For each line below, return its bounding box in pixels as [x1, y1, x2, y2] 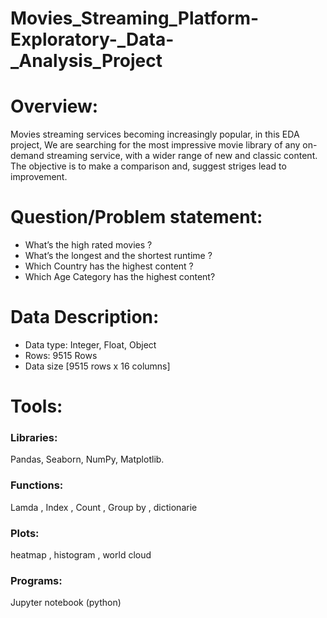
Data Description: [10, 306, 160, 329]
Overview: [10, 95, 99, 118]
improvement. [10, 171, 68, 183]
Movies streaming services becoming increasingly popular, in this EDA [10, 128, 300, 141]
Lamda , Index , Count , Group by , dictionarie [10, 501, 198, 513]
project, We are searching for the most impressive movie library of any [10, 139, 301, 151]
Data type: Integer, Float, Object [24, 339, 157, 351]
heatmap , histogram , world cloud [10, 549, 152, 561]
